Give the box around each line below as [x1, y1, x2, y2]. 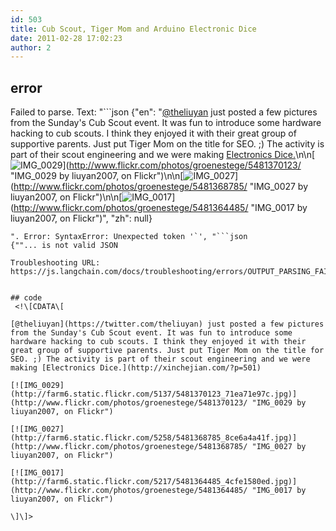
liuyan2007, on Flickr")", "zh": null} [10, 212, 153, 225]
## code [10, 293, 43, 303]
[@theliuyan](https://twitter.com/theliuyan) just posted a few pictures [10, 319, 325, 330]
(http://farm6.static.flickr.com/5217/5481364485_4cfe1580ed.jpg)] [10, 477, 298, 487]
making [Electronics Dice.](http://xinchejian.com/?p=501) [10, 363, 262, 373]
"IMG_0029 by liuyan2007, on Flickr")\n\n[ [10, 170, 184, 182]
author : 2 [10, 42, 52, 53]
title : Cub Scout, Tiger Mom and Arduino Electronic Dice [10, 24, 257, 34]
